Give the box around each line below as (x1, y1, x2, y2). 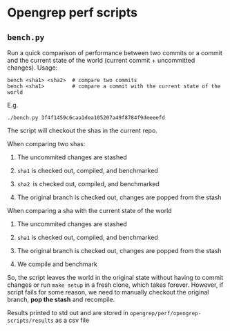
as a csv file (55, 316, 90, 324)
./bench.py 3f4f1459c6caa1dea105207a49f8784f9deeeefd (7, 114, 166, 121)
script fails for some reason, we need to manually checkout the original (7, 288, 209, 296)
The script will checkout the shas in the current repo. (7, 126, 157, 134)
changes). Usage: (7, 63, 58, 72)
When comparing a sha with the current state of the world (7, 207, 172, 214)
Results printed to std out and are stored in (7, 309, 129, 317)
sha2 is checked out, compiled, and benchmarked (17, 180, 160, 188)
